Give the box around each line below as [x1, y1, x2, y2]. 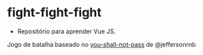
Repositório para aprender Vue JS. [17, 27, 116, 35]
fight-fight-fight [7, 5, 102, 20]
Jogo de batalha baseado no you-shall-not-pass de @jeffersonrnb [7, 40, 196, 48]
